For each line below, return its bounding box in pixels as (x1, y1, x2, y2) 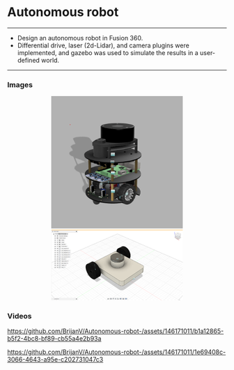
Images (7, 79, 33, 89)
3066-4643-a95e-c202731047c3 (7, 355, 104, 364)
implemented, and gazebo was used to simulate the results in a (17, 48, 198, 56)
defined (17, 56, 40, 64)
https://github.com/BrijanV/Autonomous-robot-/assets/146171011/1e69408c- (7, 348, 226, 356)
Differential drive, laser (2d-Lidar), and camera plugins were (17, 41, 189, 49)
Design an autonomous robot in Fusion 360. (17, 33, 143, 42)
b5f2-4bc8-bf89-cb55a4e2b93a (7, 334, 102, 343)
